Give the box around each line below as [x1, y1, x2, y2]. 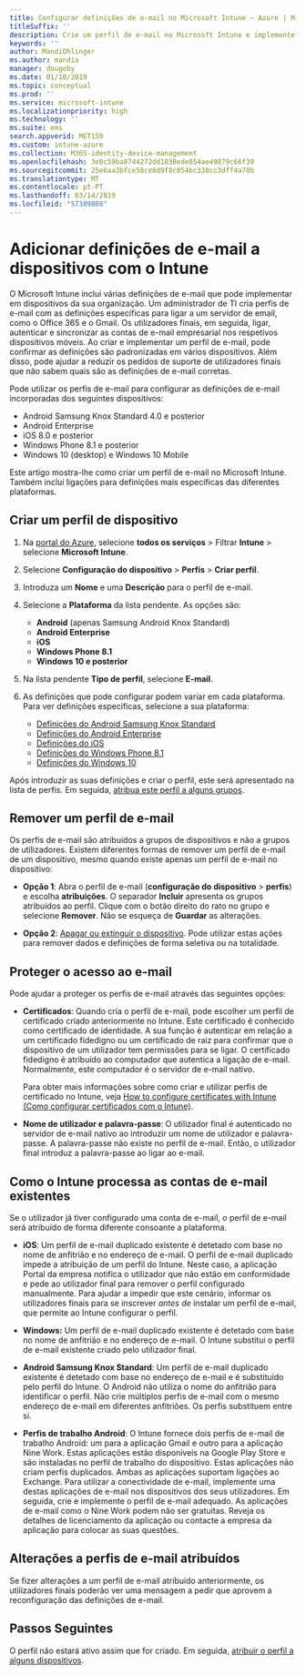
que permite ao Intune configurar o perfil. [22, 1307, 178, 1318]
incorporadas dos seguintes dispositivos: [9, 392, 164, 403]
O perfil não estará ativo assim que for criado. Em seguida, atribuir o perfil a [9, 1645, 294, 1656]
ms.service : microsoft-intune [9, 97, 125, 107]
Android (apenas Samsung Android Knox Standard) [36, 616, 230, 628]
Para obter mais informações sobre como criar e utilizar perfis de [22, 1081, 268, 1092]
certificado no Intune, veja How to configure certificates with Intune [22, 1091, 277, 1102]
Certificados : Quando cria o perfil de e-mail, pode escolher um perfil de [22, 1006, 294, 1017]
